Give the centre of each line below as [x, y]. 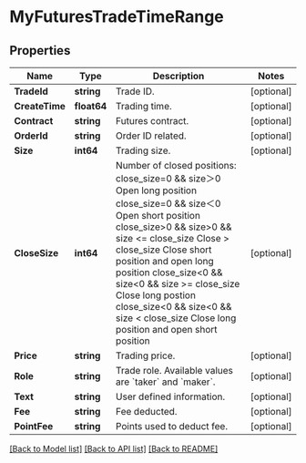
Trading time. [144, 106]
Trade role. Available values [174, 370]
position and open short [166, 329]
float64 [91, 106]
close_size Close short [163, 250]
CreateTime [40, 106]
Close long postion [155, 295]
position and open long [164, 261]
